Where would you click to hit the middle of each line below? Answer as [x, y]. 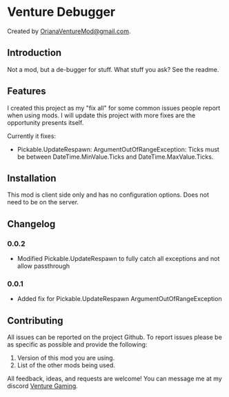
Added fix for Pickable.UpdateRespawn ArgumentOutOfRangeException [119, 299]
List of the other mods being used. [66, 365]
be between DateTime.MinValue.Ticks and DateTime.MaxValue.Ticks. [115, 157]
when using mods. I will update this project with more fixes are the [101, 115]
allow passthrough [43, 266]
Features [27, 91]
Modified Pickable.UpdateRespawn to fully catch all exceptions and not [118, 259]
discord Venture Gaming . [42, 386]
